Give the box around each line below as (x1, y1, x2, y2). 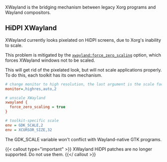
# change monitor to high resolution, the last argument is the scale (5, 81, 155, 86)
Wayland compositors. (5, 9, 51, 15)
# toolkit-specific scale (5, 118, 59, 123)
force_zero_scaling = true (9, 104, 66, 110)
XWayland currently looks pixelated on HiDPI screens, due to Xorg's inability (5, 37, 162, 43)
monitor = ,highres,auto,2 (5, 86, 57, 91)
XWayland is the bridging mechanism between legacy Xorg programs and (5, 4, 156, 10)
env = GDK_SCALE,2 (5, 123, 43, 128)
